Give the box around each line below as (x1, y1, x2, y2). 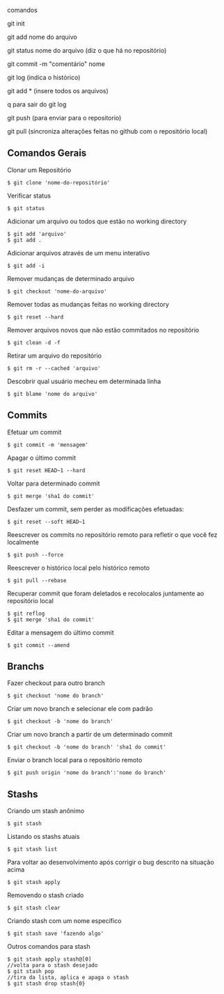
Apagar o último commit (7, 454, 77, 462)
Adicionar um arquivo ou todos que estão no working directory (7, 217, 187, 225)
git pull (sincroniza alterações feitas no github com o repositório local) (7, 127, 208, 135)
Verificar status (7, 191, 51, 200)
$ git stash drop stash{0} (7, 980, 86, 987)
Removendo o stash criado (7, 891, 84, 899)
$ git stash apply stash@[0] (7, 956, 92, 963)
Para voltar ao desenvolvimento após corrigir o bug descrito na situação (7, 858, 214, 867)
